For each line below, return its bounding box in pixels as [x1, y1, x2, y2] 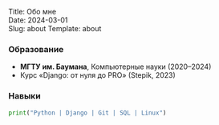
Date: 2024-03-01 [8, 15, 68, 25]
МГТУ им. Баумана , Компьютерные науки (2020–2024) [19, 62, 212, 71]
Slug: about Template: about [8, 24, 102, 33]
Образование [8, 43, 64, 54]
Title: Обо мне [8, 7, 57, 16]
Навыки [8, 91, 42, 102]
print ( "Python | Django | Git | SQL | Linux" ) [8, 108, 167, 117]
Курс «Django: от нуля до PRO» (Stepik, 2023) [19, 71, 176, 80]
